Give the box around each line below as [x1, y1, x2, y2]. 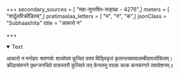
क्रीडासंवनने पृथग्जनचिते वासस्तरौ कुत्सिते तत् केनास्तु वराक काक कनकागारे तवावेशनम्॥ [6, 62, 174, 69]
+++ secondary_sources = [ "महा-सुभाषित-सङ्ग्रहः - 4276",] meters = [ [6, 6, 170, 13]
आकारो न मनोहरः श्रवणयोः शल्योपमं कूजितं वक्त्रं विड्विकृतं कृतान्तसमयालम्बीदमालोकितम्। [6, 55, 173, 62]
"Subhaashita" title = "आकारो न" [6, 19, 83, 27]
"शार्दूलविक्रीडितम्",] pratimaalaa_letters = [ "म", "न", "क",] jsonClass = [6, 13, 167, 19]
